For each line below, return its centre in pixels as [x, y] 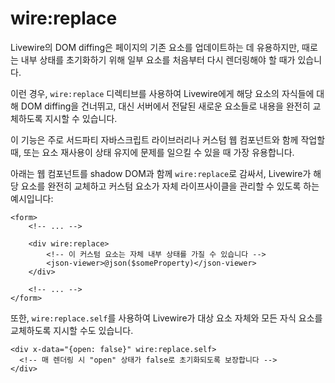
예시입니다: [32, 198]
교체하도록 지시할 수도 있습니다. [72, 330]
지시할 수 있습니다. [81, 118]
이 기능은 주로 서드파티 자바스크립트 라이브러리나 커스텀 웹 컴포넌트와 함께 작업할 [168, 139]
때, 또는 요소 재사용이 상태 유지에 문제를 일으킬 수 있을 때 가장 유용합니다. [152, 152]
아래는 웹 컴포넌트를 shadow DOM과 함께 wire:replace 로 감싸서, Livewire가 [161, 173]
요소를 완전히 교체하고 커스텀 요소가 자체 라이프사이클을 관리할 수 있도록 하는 [170, 186]
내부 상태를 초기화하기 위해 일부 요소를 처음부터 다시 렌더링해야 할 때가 [158, 59]
